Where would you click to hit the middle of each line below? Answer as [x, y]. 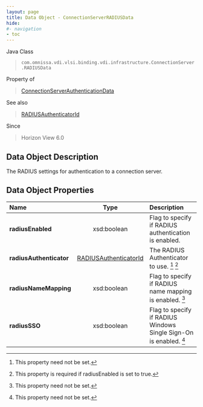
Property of [21, 79]
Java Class [20, 51]
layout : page [23, 12]
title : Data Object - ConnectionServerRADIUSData [70, 18]
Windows [163, 325]
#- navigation [24, 29]
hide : [13, 23]
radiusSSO [25, 326]
